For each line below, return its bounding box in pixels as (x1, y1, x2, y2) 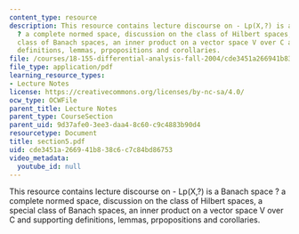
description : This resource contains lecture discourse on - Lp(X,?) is (9, 21, 285, 30)
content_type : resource (9, 12, 98, 22)
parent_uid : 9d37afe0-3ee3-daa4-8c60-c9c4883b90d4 (9, 121, 201, 130)
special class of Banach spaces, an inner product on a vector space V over (9, 206, 284, 216)
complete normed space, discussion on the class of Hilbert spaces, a (9, 196, 263, 206)
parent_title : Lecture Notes (9, 104, 117, 113)
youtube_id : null (17, 162, 82, 171)
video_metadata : (9, 153, 69, 163)
